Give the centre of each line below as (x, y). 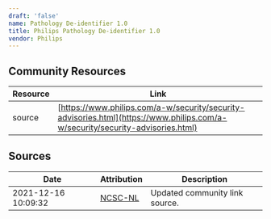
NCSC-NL (119, 197)
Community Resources (67, 71)
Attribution (121, 179)
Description (204, 179)
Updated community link (197, 192)
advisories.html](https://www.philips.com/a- (142, 118)
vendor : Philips (35, 38)
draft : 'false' (34, 16)
